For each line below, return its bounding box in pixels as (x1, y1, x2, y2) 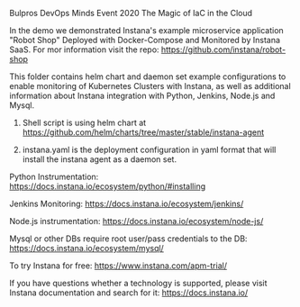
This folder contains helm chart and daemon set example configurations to (9, 71, 286, 82)
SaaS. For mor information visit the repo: (9, 44, 159, 55)
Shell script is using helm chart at (22, 117, 147, 128)
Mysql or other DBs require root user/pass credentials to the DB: (9, 233, 248, 244)
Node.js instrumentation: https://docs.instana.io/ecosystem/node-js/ (9, 216, 264, 226)
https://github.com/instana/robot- (160, 44, 286, 55)
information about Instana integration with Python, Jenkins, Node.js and (9, 90, 276, 101)
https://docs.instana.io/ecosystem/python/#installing (9, 181, 205, 192)
